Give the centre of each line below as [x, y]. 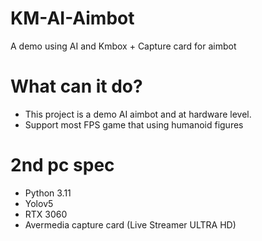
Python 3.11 [48, 193]
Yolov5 [39, 203]
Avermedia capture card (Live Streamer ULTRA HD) [130, 224]
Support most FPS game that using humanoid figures [134, 124]
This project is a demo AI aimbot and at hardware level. [138, 114]
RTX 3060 [46, 214]
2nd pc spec [62, 165]
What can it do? [76, 86]
